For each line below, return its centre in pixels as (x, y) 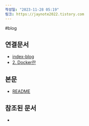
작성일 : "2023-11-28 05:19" (32, 10)
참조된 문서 (21, 108)
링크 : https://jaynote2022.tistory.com (45, 14)
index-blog (23, 57)
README (21, 91)
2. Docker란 (24, 63)
